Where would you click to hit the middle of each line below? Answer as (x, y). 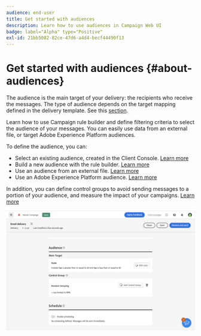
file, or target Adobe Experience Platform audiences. (71, 135)
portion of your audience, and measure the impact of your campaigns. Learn (100, 196)
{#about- (169, 68)
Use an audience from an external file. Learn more (77, 171)
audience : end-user (31, 13)
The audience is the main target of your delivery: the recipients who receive (100, 98)
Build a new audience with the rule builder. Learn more (82, 164)
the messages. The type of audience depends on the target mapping (91, 104)
